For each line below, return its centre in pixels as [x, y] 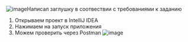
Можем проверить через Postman [58, 33]
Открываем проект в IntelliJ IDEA [56, 20]
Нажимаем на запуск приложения [58, 27]
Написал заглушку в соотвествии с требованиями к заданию [104, 9]
